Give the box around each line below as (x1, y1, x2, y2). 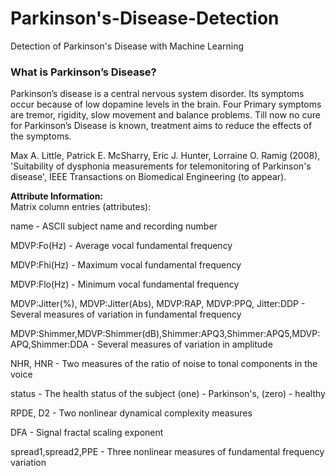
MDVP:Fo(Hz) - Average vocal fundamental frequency (10, 240, 233, 252)
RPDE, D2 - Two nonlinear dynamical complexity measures (10, 407, 253, 419)
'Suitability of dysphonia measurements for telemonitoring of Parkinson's (10, 160, 312, 172)
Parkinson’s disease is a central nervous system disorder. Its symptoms (10, 88, 305, 100)
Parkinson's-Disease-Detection (10, 7, 280, 30)
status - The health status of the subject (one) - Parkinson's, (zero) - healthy (10, 388, 326, 400)
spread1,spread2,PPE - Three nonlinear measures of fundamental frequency (10, 446, 325, 458)
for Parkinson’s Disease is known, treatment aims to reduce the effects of (10, 120, 313, 132)
